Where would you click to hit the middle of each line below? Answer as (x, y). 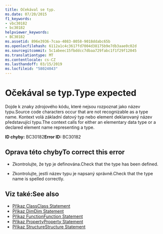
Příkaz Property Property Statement (47, 221)
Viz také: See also (32, 194)
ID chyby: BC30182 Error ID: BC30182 (43, 137)
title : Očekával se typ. (30, 10)
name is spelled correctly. (38, 179)
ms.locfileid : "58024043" (31, 69)
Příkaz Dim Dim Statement (38, 211)
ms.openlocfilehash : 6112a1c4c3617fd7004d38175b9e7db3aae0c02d (71, 46)
